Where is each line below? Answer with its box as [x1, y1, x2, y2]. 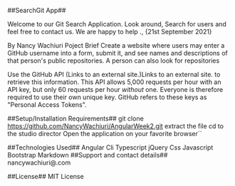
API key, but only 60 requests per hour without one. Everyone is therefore [7, 86, 224, 93]
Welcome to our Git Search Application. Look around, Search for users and [7, 20, 226, 28]
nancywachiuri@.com [7, 158, 71, 167]
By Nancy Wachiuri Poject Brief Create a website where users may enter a [7, 41, 225, 49]
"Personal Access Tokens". [7, 100, 87, 109]
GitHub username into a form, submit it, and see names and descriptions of [7, 49, 228, 57]
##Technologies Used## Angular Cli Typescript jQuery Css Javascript [7, 143, 214, 152]
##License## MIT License [7, 172, 84, 180]
